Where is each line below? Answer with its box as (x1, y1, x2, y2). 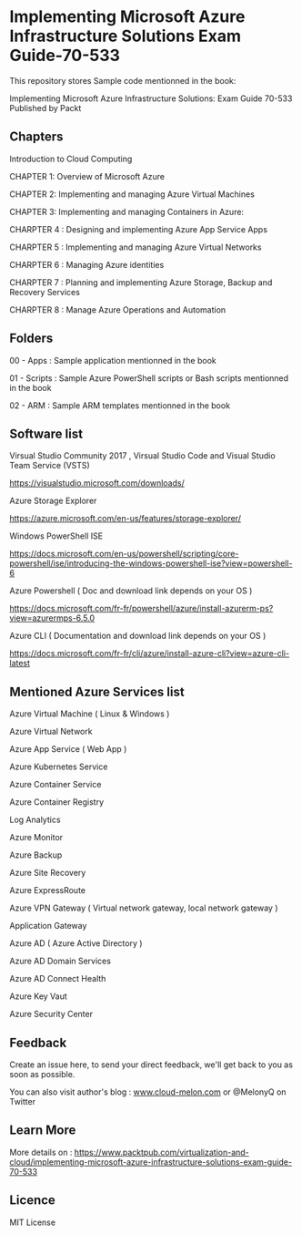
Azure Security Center (9, 1009, 94, 1020)
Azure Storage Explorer (9, 495, 97, 507)
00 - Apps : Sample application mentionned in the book (9, 355, 216, 365)
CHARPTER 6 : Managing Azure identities (9, 259, 165, 270)
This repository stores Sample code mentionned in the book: (9, 75, 237, 86)
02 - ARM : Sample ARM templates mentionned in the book (9, 399, 230, 411)
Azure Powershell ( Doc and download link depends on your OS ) (9, 585, 253, 596)
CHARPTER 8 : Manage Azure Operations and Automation (9, 304, 226, 315)
